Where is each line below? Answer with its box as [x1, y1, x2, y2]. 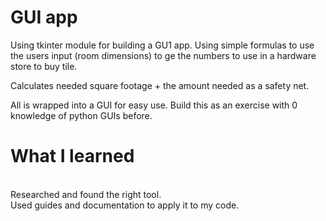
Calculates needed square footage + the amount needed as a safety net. [10, 79, 310, 91]
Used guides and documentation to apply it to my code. [10, 199, 240, 211]
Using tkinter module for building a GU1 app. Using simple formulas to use [10, 39, 315, 51]
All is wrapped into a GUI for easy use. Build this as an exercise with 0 [10, 99, 298, 111]
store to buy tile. [10, 60, 78, 72]
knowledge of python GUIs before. [10, 109, 153, 121]
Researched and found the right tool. [10, 188, 162, 200]
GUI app [10, 6, 78, 29]
